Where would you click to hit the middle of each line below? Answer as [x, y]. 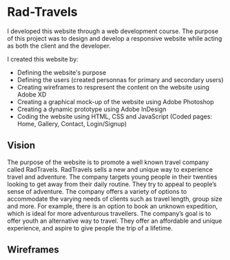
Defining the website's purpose [62, 72]
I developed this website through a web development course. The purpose [113, 31]
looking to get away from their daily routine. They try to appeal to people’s [112, 184]
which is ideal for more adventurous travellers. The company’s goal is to [109, 213]
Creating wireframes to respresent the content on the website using [113, 87]
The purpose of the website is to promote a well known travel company [108, 162]
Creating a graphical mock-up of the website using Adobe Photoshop [115, 101]
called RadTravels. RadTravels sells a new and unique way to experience [110, 169]
